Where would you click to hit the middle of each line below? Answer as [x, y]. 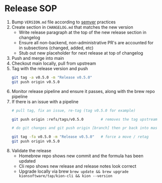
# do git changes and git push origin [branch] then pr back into [80, 128]
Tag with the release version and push [50, 68]
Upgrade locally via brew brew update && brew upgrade [74, 171]
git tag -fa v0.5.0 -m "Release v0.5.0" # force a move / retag [80, 137]
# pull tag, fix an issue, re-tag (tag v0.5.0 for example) [73, 110]
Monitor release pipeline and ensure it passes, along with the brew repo [83, 91]
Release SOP [31, 9]
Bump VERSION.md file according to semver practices [64, 22]
